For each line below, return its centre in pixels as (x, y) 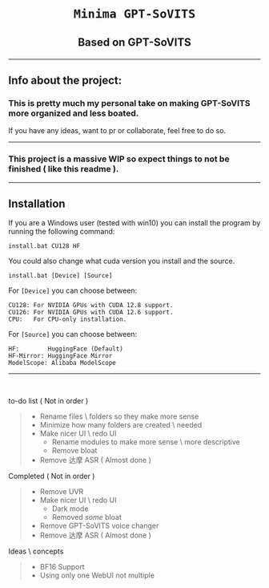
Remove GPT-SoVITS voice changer (99, 526)
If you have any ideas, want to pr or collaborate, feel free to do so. (117, 131)
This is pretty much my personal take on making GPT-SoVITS (129, 103)
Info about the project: (65, 80)
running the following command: (62, 232)
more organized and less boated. (74, 113)
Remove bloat (74, 451)
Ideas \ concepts (36, 551)
